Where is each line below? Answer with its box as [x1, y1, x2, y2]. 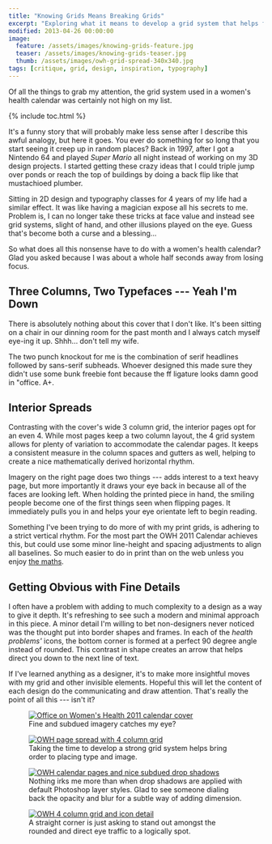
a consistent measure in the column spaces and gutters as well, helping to [8, 448, 256, 458]
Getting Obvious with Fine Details [8, 580, 181, 594]
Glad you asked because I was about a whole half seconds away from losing [8, 252, 264, 262]
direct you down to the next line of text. [8, 653, 140, 664]
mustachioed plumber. [8, 178, 83, 188]
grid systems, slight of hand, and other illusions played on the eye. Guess [8, 219, 253, 229]
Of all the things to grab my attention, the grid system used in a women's [8, 87, 251, 96]
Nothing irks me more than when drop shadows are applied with [28, 776, 243, 786]
